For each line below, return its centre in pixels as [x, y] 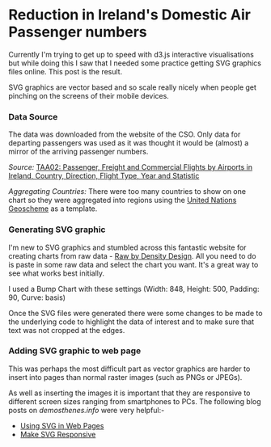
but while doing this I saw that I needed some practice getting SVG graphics [135, 63]
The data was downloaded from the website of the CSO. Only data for [125, 134]
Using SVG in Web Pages [62, 425]
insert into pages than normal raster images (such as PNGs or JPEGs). [125, 377]
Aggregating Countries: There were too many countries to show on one [127, 192]
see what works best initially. [57, 273]
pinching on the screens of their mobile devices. [89, 95]
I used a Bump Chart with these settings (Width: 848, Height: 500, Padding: [134, 289]
